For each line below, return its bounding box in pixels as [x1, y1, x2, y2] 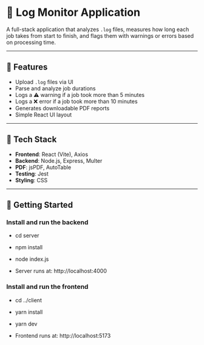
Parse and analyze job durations [15, 85, 96, 92]
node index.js [15, 255, 49, 263]
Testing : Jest [15, 170, 49, 177]
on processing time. [6, 38, 56, 46]
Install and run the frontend [6, 283, 89, 291]
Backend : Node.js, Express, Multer [15, 157, 103, 164]
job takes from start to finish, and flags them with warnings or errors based [6, 32, 194, 39]
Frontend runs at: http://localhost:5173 [15, 332, 111, 339]
